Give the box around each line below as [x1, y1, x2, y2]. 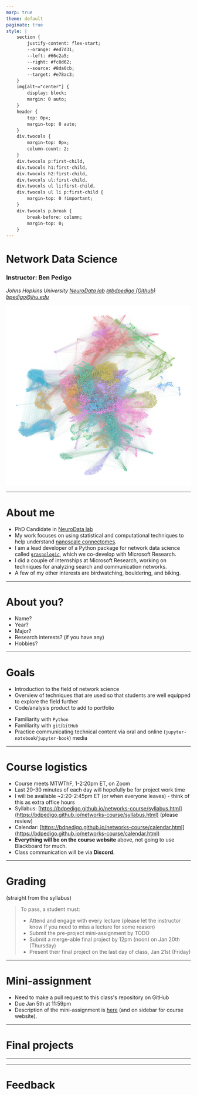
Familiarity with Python [14, 716, 69, 723]
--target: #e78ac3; [27, 71, 75, 78]
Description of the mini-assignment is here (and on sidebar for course [14, 1006, 184, 1013]
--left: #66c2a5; [27, 53, 69, 59]
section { [16, 34, 41, 41]
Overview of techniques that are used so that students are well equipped [14, 692, 191, 699]
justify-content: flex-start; [27, 41, 101, 46]
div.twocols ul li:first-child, [16, 183, 96, 189]
